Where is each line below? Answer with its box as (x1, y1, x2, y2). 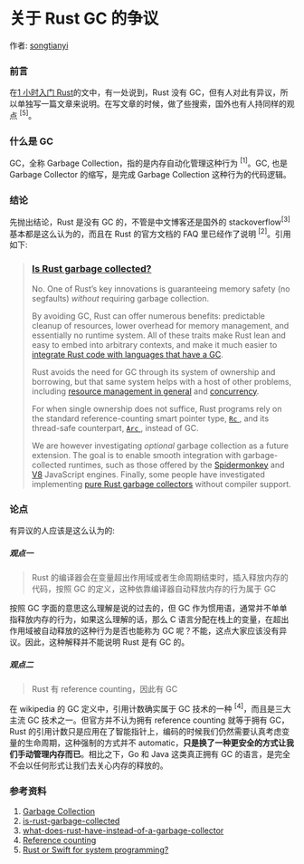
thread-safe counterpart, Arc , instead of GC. (31, 422, 199, 433)
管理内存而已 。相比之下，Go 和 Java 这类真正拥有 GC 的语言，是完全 (33, 748, 291, 759)
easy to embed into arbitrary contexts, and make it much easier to (31, 339, 278, 350)
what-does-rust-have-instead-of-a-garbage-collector (22, 825, 224, 836)
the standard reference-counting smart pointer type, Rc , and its (31, 413, 270, 424)
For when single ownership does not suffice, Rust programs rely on (31, 403, 282, 414)
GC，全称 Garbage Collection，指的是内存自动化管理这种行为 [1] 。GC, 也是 (9, 156, 288, 168)
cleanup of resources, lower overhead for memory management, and (31, 320, 290, 331)
